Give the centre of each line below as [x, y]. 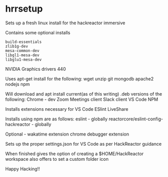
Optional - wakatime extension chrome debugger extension [67, 134]
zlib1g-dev [17, 46]
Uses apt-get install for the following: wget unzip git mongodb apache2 [79, 78]
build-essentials [24, 42]
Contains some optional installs [38, 32]
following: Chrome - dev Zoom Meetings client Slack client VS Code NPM [82, 99]
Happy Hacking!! [23, 169]
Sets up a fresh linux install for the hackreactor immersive [65, 23]
